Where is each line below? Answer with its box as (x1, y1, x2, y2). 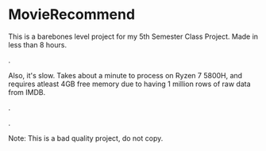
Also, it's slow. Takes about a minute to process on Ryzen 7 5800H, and (8, 70, 243, 80)
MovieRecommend (8, 6, 136, 24)
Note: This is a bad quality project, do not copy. (8, 133, 164, 143)
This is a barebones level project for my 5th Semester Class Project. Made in (8, 32, 259, 41)
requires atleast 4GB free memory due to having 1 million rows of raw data (8, 79, 252, 89)
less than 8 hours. (8, 40, 67, 49)
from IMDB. (8, 87, 46, 96)
